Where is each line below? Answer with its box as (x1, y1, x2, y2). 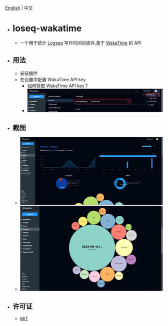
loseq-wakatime (12, 23, 82, 34)
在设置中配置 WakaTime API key (19, 76, 86, 82)
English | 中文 (5, 5, 33, 11)
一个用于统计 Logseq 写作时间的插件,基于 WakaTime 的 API (19, 40, 141, 46)
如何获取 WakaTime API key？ (27, 83, 89, 89)
